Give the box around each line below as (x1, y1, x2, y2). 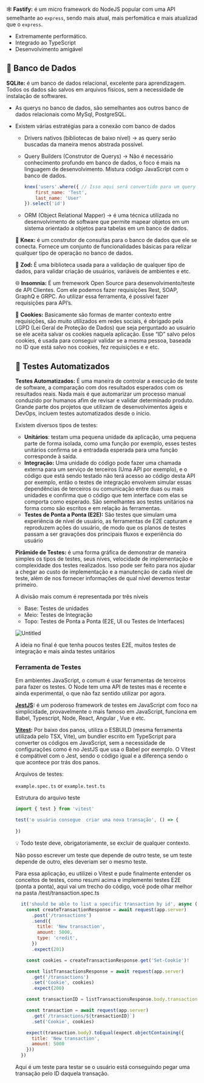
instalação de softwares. (6, 92, 68, 99)
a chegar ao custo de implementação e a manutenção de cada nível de (15, 568, 193, 575)
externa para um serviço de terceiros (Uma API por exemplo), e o (24, 466, 188, 473)
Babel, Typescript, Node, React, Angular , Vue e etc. (15, 714, 146, 722)
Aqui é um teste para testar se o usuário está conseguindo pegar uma (15, 1063, 190, 1071)
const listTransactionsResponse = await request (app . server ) (26, 968, 184, 975)
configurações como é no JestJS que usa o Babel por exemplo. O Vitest (15, 746, 195, 753)
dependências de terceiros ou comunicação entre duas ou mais (24, 485, 184, 492)
